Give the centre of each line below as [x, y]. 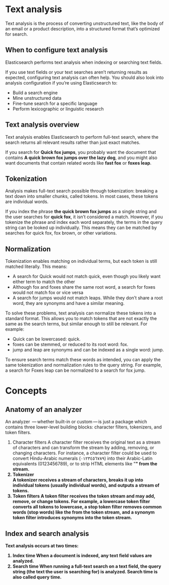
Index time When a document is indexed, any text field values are [82, 555]
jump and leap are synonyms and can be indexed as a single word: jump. [88, 350]
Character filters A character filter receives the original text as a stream [86, 442]
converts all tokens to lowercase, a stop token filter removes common [87, 507]
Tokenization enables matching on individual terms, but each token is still [81, 261]
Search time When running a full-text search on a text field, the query [87, 566]
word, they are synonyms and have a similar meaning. [68, 303]
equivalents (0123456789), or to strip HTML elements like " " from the [85, 464]
